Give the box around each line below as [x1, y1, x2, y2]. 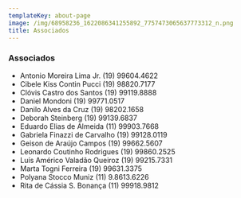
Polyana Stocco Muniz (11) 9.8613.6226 [19, 172, 149, 181]
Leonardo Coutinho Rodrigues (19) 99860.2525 [19, 146, 176, 156]
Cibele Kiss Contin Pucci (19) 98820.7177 [19, 79, 156, 88]
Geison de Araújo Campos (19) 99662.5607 [19, 138, 163, 148]
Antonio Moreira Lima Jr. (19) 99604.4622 [19, 71, 158, 80]
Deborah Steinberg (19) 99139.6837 [19, 113, 138, 122]
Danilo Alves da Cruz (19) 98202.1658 [19, 104, 144, 114]
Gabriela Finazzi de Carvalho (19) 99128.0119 [19, 130, 168, 139]
